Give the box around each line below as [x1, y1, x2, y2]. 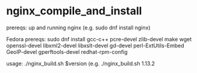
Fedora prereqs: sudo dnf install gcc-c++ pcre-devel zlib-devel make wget [6, 35, 192, 42]
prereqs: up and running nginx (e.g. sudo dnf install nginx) [6, 24, 151, 31]
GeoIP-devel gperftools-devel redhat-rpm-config [6, 48, 128, 55]
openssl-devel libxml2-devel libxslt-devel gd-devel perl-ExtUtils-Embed [6, 42, 185, 49]
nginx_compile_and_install [6, 4, 142, 18]
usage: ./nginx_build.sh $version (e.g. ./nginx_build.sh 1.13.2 [6, 60, 155, 67]
